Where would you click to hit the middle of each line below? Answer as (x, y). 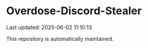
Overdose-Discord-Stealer (74, 11)
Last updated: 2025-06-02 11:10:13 (49, 27)
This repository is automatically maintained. (60, 39)
